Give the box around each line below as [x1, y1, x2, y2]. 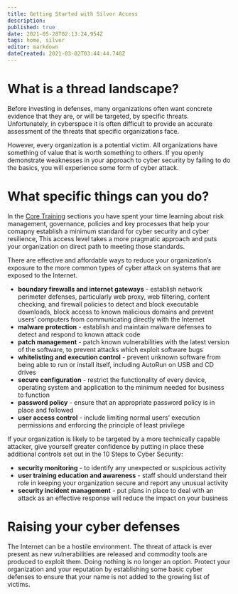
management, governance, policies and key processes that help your [7, 219, 210, 228]
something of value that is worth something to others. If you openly [7, 148, 204, 157]
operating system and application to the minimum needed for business [17, 383, 225, 391]
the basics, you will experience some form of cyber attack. [7, 163, 179, 171]
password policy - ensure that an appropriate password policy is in [17, 398, 215, 406]
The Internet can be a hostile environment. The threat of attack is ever [7, 542, 212, 551]
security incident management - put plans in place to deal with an [17, 486, 214, 494]
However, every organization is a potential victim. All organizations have [7, 140, 218, 149]
